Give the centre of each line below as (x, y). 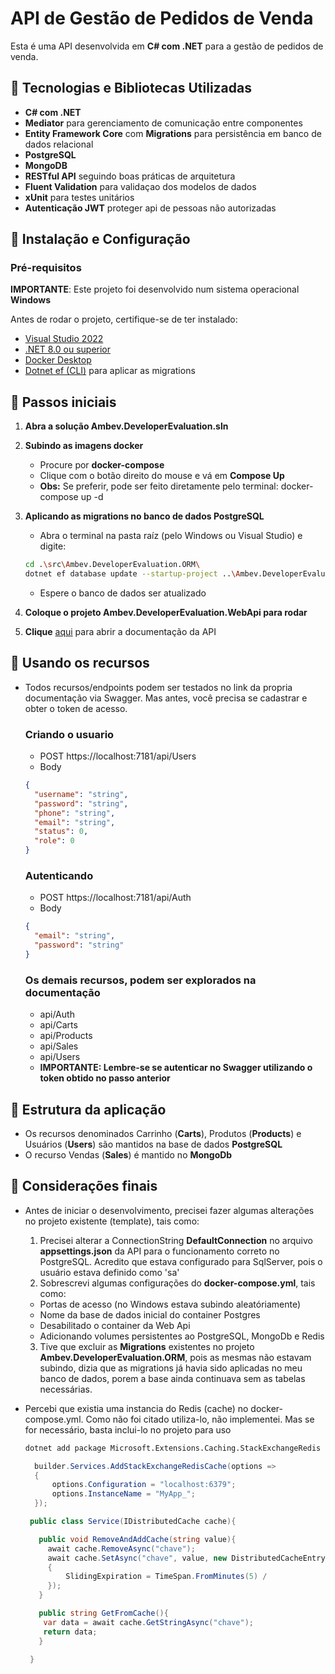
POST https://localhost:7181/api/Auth (115, 898)
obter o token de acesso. (76, 708)
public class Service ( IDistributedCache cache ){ (133, 1522)
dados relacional (59, 144)
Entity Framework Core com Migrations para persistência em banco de (173, 133)
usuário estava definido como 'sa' (109, 1272)
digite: (53, 546)
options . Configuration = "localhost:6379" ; (144, 1485)
